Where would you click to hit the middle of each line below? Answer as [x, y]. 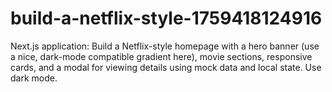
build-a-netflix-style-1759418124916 [166, 18]
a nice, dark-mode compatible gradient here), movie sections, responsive [161, 56]
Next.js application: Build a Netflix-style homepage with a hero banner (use [165, 46]
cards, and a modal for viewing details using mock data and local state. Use [166, 67]
